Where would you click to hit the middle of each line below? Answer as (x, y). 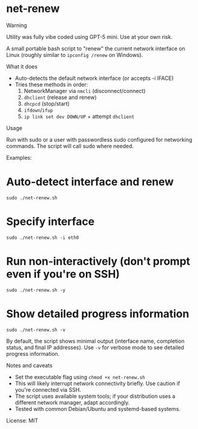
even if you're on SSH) (63, 274)
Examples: (19, 157)
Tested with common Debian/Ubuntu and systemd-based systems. (98, 409)
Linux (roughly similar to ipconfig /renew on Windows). (75, 55)
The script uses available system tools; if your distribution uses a (95, 396)
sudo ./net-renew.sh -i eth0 (43, 238)
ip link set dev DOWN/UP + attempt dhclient (79, 116)
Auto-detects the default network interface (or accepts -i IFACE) (94, 78)
